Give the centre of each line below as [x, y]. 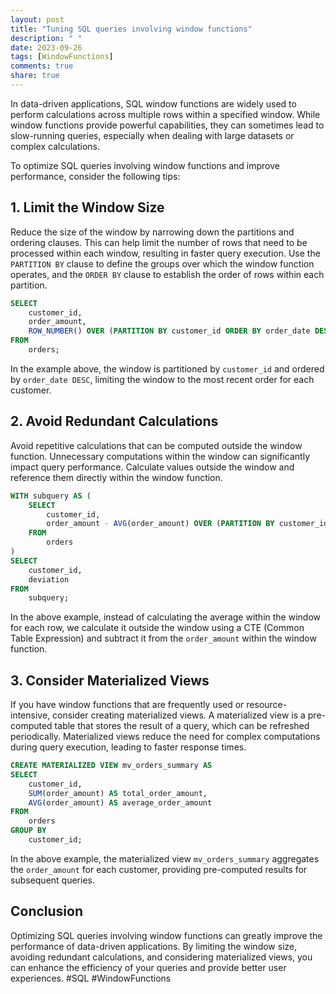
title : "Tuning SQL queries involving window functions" [131, 29]
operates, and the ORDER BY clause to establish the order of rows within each [167, 274]
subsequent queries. [52, 880]
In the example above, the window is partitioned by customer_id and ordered [167, 368]
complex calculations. [55, 146]
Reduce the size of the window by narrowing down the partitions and [152, 232]
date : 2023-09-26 [46, 47]
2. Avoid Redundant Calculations [114, 421]
